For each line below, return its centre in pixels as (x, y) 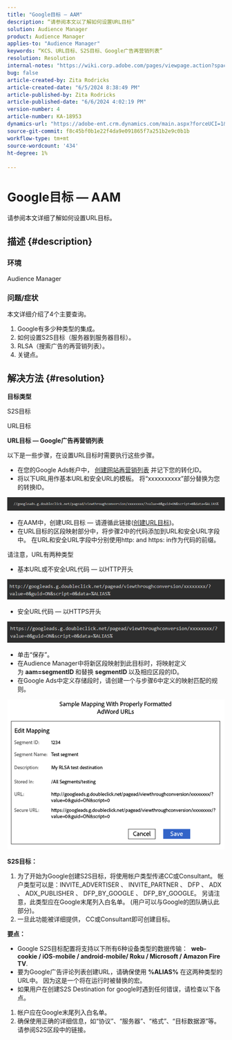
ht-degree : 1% (28, 153)
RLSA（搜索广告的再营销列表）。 (63, 346)
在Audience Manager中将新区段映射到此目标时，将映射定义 (101, 664)
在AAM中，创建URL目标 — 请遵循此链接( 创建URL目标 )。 (97, 522)
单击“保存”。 (35, 655)
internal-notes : (30, 66)
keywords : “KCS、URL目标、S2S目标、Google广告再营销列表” (85, 51)
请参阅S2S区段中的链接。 (53, 1030)
